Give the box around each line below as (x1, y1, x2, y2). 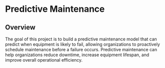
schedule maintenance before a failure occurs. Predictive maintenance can (5, 47, 158, 52)
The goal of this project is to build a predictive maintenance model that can (5, 36, 157, 42)
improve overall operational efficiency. (5, 57, 83, 63)
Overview (5, 23, 36, 32)
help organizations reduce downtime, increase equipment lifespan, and (5, 52, 149, 58)
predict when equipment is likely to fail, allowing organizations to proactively (5, 41, 160, 47)
